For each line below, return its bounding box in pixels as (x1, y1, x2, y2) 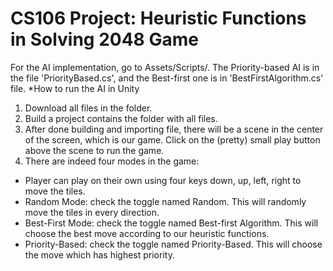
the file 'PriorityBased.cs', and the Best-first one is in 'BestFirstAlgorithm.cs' (10, 72, 324, 84)
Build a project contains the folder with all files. (24, 112, 218, 124)
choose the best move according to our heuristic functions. (24, 227, 270, 239)
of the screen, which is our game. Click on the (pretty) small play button (24, 133, 321, 146)
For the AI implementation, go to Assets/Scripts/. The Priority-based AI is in (10, 61, 320, 73)
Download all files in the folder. (24, 102, 153, 114)
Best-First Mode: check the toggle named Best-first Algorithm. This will (24, 217, 319, 229)
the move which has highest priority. (24, 248, 175, 261)
